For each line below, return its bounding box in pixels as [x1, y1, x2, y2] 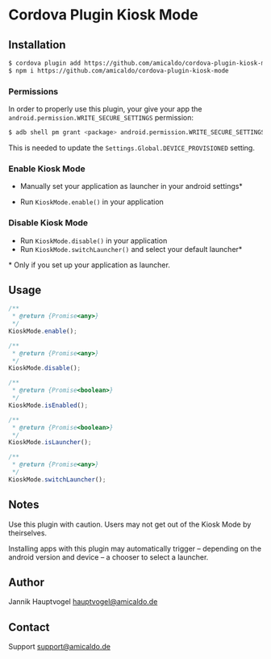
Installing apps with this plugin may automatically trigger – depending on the [8, 544, 262, 553]
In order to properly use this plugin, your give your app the [8, 104, 203, 114]
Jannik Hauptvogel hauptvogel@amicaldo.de [8, 597, 158, 607]
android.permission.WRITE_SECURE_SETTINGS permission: [8, 113, 194, 123]
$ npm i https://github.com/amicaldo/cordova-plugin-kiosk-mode [8, 66, 229, 74]
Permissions [8, 86, 59, 97]
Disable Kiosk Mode [8, 217, 89, 229]
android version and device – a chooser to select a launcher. [8, 552, 209, 562]
